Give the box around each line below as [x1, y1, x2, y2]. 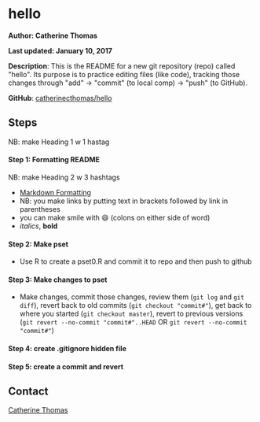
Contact [8, 384, 49, 398]
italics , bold [19, 221, 58, 231]
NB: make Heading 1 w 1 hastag [8, 137, 110, 146]
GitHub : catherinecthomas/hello [8, 93, 112, 102]
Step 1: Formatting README [8, 155, 101, 165]
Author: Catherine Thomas [8, 31, 98, 40]
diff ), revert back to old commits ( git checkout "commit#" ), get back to [19, 301, 252, 310]
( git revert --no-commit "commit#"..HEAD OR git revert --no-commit [19, 317, 247, 327]
